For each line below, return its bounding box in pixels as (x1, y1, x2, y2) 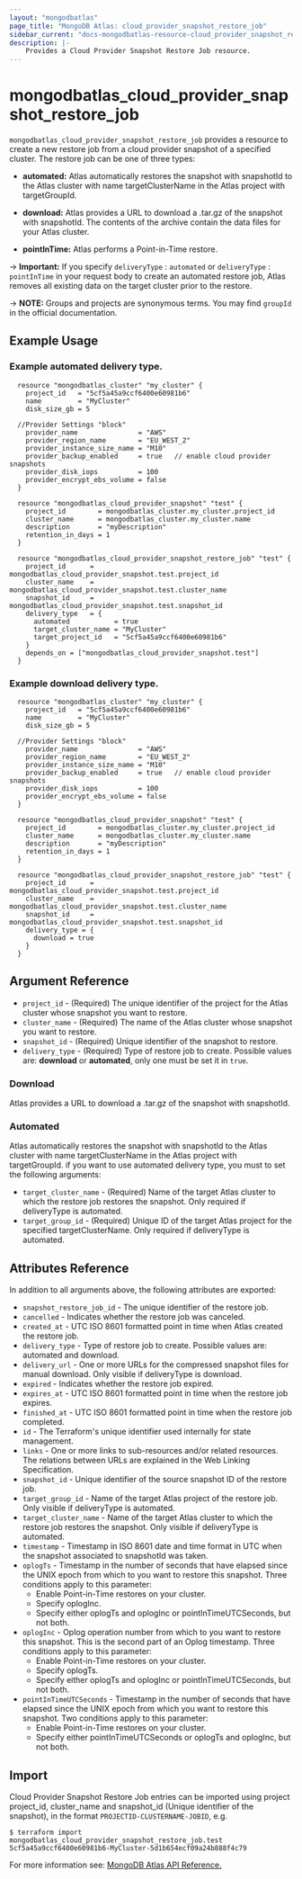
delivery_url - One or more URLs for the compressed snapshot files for (22, 1359, 289, 1370)
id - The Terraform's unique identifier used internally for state (22, 1427, 252, 1437)
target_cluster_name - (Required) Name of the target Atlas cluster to (22, 1186, 276, 1197)
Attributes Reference (9, 1260, 129, 1275)
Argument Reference (9, 973, 129, 989)
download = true (32, 934, 94, 943)
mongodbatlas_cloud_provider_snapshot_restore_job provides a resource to (9, 134, 289, 145)
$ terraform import (9, 1828, 83, 1838)
